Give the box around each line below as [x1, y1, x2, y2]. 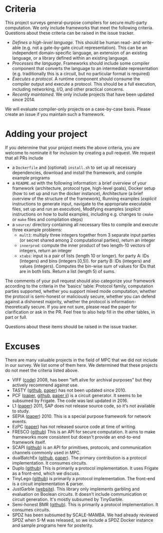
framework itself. [12, 439, 46, 445]
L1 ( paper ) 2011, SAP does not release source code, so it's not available [12, 402, 155, 409]
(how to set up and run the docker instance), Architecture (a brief [12, 190, 143, 196]
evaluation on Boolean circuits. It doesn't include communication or [12, 491, 147, 497]
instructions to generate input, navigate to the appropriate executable [12, 200, 152, 206]
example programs [12, 175, 50, 180]
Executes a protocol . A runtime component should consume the [12, 76, 140, 82]
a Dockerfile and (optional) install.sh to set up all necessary [12, 164, 136, 170]
